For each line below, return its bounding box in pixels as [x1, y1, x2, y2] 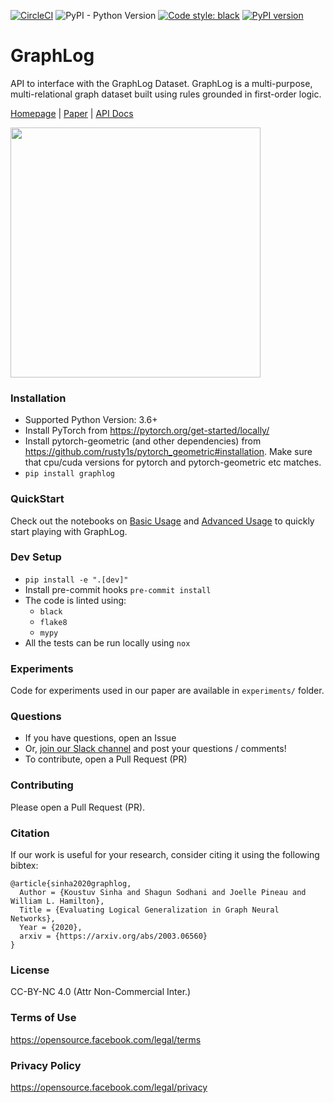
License [10, 963, 50, 977]
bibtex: [10, 860, 39, 872]
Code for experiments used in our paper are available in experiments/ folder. [10, 685, 325, 697]
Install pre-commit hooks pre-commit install [24, 583, 212, 595]
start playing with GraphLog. [10, 525, 128, 537]
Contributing [10, 778, 74, 792]
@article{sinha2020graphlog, [10, 879, 132, 889]
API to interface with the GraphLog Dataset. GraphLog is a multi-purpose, [10, 77, 313, 89]
